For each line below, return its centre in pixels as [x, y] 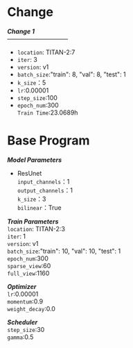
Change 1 [21, 31]
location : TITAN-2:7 [46, 52]
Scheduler [23, 322]
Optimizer [22, 286]
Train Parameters [33, 221]
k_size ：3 [32, 199]
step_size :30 [26, 329]
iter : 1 [17, 236]
